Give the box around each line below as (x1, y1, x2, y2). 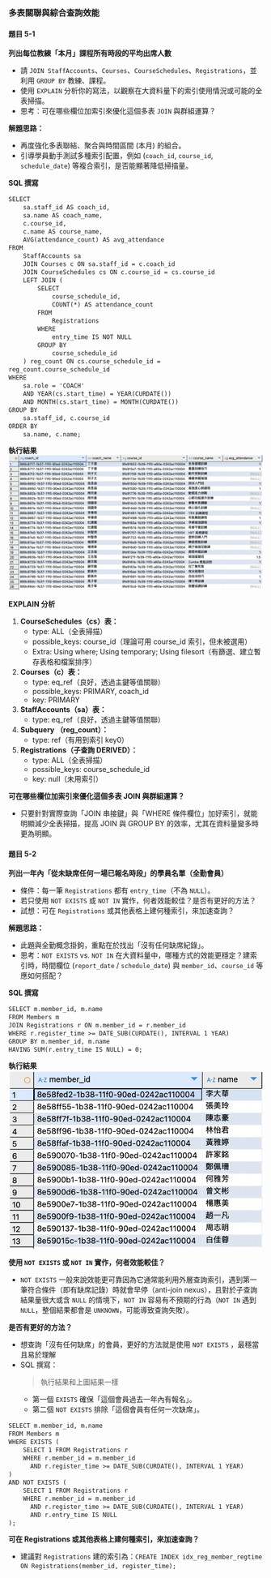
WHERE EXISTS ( (8, 1438, 60, 1446)
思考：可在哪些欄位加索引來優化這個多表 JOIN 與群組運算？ (19, 106, 217, 116)
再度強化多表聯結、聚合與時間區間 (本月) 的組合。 (19, 140, 186, 151)
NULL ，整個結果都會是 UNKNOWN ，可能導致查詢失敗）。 (19, 1305, 194, 1314)
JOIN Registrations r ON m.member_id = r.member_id (8, 1022, 186, 1030)
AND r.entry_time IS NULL (29, 1511, 117, 1519)
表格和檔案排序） (39, 657, 97, 667)
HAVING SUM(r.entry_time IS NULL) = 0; (8, 1046, 143, 1054)
